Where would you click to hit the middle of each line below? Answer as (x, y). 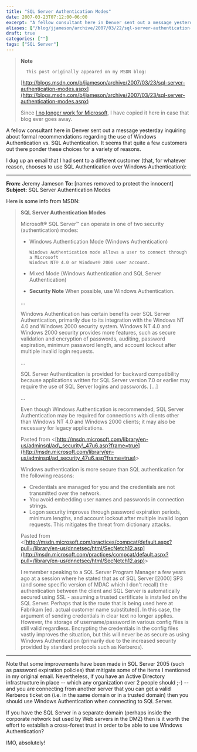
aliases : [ (19, 28)
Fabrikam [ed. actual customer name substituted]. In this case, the (100, 609)
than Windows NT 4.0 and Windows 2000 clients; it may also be (98, 421)
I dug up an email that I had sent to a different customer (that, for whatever (96, 160)
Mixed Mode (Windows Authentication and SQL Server (95, 273)
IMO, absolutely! (26, 743)
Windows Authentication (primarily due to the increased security (98, 640)
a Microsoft (44, 257)
